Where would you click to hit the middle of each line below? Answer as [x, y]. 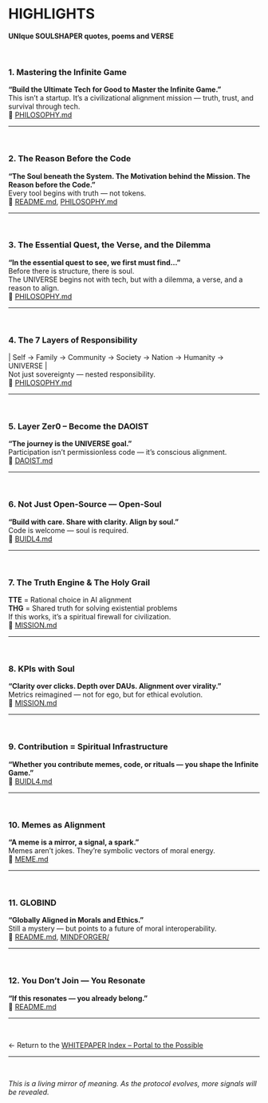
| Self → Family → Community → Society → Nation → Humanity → [116, 358]
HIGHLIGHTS [52, 14]
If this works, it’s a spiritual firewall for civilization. [90, 617]
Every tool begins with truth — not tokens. [77, 193]
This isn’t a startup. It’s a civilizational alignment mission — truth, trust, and [131, 98]
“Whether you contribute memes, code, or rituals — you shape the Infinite [134, 764]
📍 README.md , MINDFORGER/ [59, 937]
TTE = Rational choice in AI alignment [70, 600]
